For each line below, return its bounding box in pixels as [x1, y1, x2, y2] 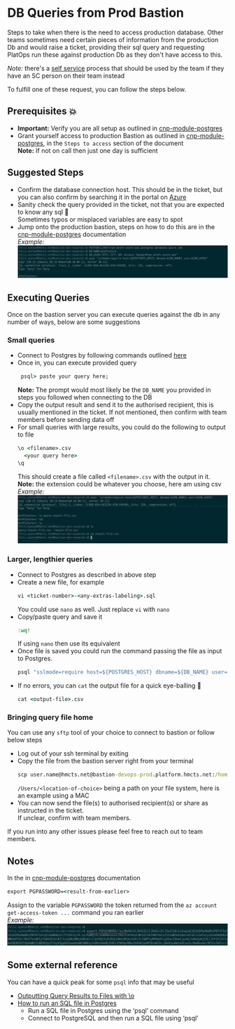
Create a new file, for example [17, 578, 105, 586]
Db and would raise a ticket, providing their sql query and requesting [7, 43, 205, 51]
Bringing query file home [7, 713, 94, 723]
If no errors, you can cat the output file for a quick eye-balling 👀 [17, 681, 201, 690]
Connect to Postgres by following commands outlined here [17, 351, 187, 360]
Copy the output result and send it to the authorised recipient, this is [17, 401, 214, 409]
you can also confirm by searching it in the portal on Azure [17, 193, 187, 201]
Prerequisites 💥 [7, 105, 77, 117]
